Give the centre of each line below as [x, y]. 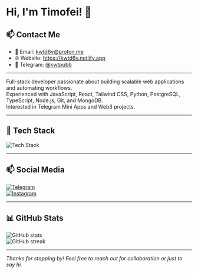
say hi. [14, 265]
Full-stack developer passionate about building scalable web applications [95, 81]
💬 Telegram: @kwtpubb [43, 65]
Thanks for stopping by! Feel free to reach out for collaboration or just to [94, 259]
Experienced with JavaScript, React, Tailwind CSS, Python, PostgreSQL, [93, 94]
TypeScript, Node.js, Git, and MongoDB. [55, 100]
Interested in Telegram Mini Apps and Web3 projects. [71, 107]
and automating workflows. [39, 88]
